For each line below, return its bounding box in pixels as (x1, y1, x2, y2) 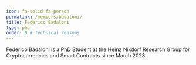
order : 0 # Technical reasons (6, 30, 80, 36)
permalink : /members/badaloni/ (6, 14, 83, 20)
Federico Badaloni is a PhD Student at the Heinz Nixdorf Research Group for (6, 46, 190, 53)
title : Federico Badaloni (6, 19, 69, 25)
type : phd (6, 24, 31, 31)
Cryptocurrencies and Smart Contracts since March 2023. (6, 52, 147, 59)
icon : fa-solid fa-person (6, 8, 69, 15)
